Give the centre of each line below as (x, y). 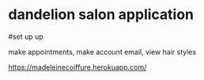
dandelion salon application (101, 15)
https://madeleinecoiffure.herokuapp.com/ (77, 67)
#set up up (26, 36)
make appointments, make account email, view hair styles (102, 51)
